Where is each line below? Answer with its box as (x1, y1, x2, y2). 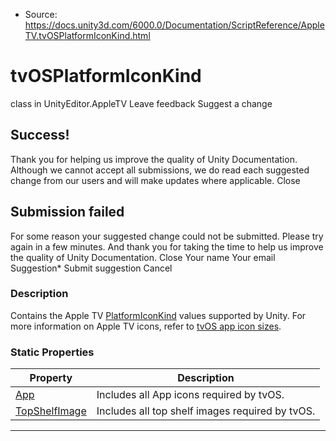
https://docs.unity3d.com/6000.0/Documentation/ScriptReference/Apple (24, 19, 325, 31)
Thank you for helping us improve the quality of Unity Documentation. (10, 153, 298, 165)
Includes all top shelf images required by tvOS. (96, 404, 316, 418)
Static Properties (10, 345, 95, 359)
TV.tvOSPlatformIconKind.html (24, 30, 151, 41)
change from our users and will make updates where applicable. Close (10, 174, 301, 186)
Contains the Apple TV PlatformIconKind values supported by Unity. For (10, 309, 307, 321)
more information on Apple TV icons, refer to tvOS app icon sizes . (10, 320, 282, 332)
